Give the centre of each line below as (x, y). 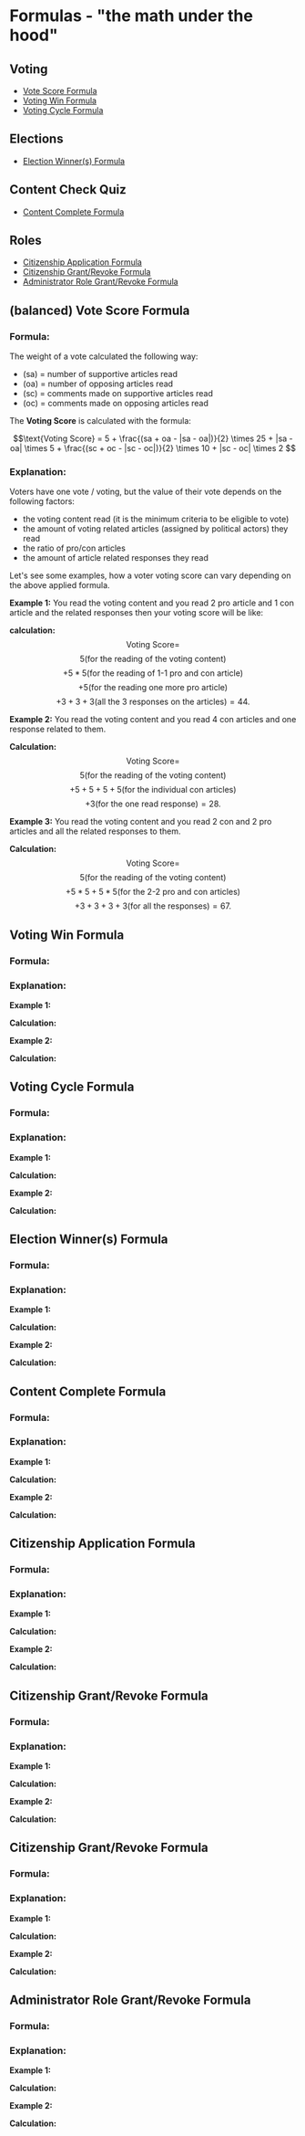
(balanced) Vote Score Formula (100, 310)
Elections (36, 139)
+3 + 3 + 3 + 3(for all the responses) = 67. (153, 906)
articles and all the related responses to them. (95, 831)
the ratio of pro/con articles (74, 548)
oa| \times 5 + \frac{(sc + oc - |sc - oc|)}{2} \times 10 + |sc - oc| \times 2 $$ (153, 448)
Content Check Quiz (68, 189)
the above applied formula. (60, 585)
